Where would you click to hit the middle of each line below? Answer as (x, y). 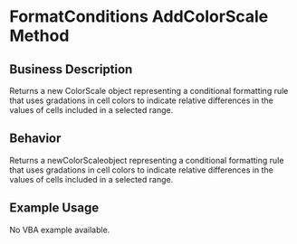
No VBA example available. (60, 230)
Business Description (71, 69)
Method (39, 36)
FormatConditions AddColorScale (139, 17)
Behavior (35, 139)
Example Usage (54, 208)
